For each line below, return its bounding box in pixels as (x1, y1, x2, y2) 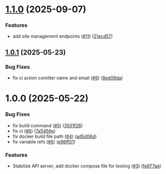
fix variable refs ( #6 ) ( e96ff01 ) (12, 138, 76, 144)
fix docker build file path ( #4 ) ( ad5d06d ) (12, 133, 97, 139)
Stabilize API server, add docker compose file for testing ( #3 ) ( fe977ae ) (12, 163, 161, 169)
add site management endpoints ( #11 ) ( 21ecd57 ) (12, 33, 113, 39)
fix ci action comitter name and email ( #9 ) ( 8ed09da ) (12, 75, 123, 81)
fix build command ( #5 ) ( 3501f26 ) (12, 122, 84, 128)
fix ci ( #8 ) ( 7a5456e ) (12, 128, 56, 134)
